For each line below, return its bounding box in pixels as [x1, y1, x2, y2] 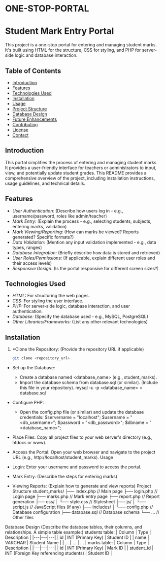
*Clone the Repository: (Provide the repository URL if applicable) [12, 346, 144, 352]
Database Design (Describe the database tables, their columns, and [5, 524, 142, 530]
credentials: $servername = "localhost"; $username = [19, 415, 130, 421]
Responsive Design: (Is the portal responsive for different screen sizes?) [12, 265, 159, 271]
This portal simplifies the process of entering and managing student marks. [5, 159, 158, 165]
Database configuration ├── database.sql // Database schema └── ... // [12, 509, 160, 515]
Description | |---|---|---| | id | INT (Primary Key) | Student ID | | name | [5, 534, 149, 540]
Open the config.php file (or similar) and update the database [19, 409, 144, 415]
